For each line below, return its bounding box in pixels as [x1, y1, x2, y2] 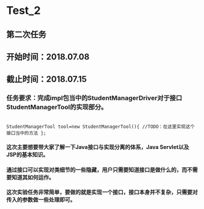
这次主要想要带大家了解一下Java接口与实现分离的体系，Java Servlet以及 [6, 144, 189, 151]
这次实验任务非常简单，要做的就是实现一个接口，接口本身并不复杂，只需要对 [6, 188, 198, 196]
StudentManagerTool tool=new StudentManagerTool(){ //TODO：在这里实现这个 [6, 124, 195, 130]
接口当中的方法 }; [6, 130, 47, 136]
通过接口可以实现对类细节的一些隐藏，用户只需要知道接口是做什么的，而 [6, 166, 187, 173]
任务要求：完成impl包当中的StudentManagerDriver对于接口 [6, 94, 182, 102]
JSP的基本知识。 [6, 151, 49, 158]
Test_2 [6, 4, 41, 18]
